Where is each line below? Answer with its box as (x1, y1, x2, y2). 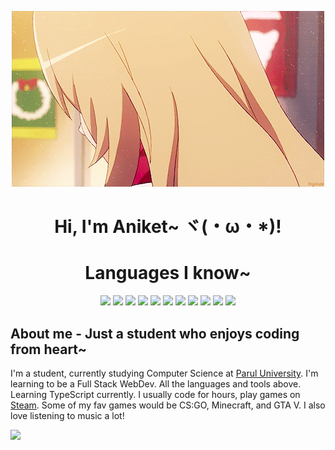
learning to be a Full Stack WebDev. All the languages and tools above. (10, 377, 302, 390)
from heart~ (10, 341, 87, 358)
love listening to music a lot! (10, 409, 125, 421)
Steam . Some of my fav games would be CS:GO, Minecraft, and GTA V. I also (10, 399, 326, 411)
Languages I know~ (84, 262, 252, 285)
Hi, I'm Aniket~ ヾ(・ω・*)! (54, 216, 282, 238)
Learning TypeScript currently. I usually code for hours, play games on (10, 388, 301, 400)
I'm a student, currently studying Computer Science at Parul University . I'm (10, 367, 319, 379)
